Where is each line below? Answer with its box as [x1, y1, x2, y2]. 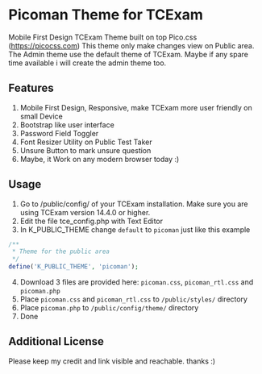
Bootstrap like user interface [19, 119, 114, 130]
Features [8, 81, 54, 95]
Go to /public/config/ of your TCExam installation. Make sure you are [19, 199, 248, 209]
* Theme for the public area [11, 247, 110, 256]
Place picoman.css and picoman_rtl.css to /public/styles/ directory [19, 294, 248, 304]
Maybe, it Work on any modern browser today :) [19, 154, 180, 164]
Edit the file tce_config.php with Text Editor [19, 216, 164, 226]
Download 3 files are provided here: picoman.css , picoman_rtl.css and [19, 277, 254, 287]
